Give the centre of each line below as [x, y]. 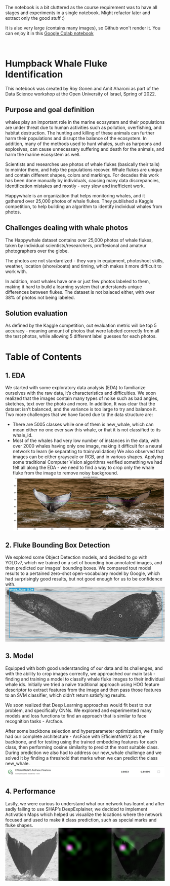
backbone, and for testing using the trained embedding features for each [81, 742]
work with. [16, 271]
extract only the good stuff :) [35, 18]
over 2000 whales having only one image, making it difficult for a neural [88, 446]
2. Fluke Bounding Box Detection [58, 545]
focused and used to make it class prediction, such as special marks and [81, 820]
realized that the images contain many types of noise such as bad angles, [82, 398]
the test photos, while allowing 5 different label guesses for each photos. [81, 336]
